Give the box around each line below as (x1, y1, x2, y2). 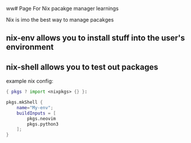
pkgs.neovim (27, 116, 57, 121)
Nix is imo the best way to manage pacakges (6, 16, 114, 23)
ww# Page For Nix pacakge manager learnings (6, 5, 119, 12)
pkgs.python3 (27, 121, 59, 127)
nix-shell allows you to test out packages (6, 62, 159, 72)
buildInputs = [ (16, 110, 57, 116)
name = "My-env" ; (16, 104, 54, 110)
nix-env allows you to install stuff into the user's (6, 33, 185, 43)
